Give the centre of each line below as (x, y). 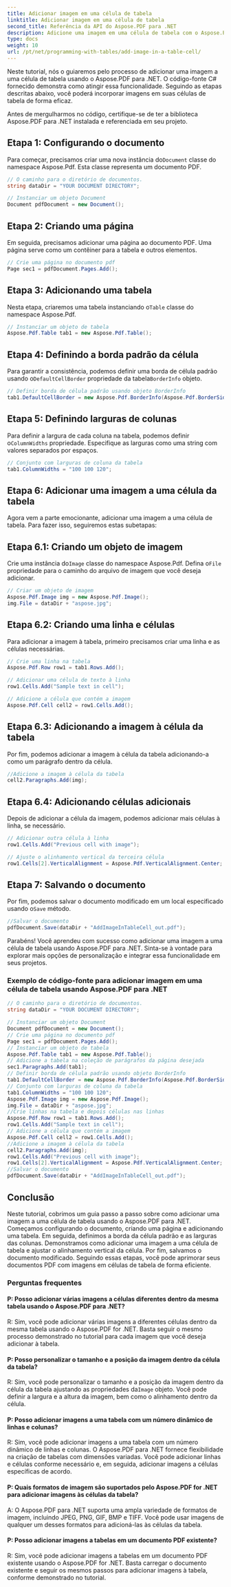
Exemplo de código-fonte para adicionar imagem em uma (105, 981)
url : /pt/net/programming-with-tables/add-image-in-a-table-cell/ (104, 52)
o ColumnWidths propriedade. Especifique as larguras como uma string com (112, 443)
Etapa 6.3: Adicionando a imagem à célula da (106, 727)
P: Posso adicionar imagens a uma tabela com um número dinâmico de (110, 1419)
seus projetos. (27, 963)
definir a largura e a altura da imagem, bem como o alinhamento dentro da (112, 1396)
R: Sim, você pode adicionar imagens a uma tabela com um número (103, 1443)
